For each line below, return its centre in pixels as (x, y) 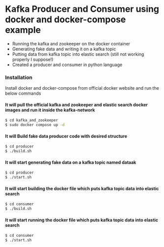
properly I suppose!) (33, 59)
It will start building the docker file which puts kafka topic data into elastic (82, 188)
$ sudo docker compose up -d (35, 125)
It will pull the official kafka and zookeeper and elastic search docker (77, 105)
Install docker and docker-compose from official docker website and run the (82, 88)
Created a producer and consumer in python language (67, 65)
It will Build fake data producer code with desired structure (66, 136)
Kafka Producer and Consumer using (82, 9)
